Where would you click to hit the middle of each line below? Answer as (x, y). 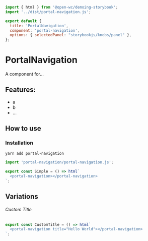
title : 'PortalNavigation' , (39, 26)
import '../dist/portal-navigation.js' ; (48, 12)
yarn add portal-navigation (35, 153)
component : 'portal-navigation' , (45, 30)
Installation (19, 143)
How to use (23, 129)
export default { (23, 21)
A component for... (25, 74)
